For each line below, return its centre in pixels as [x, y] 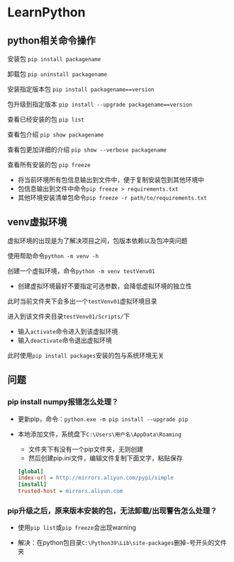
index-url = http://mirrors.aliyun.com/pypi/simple [95, 478]
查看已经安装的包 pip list [46, 119]
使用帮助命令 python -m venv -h [53, 255]
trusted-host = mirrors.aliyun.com [70, 492]
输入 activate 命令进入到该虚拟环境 [68, 331]
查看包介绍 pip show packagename [56, 134]
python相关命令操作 [51, 40]
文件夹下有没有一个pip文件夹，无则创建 [86, 449]
